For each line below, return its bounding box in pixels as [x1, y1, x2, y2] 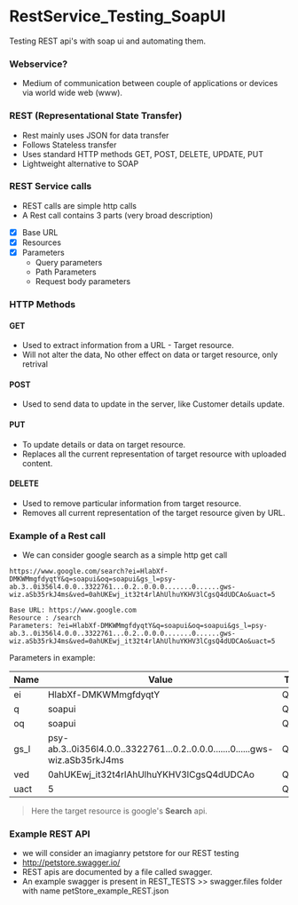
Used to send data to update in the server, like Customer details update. [21, 399, 286, 409]
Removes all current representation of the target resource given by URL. [21, 507, 286, 518]
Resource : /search [9, 614, 82, 623]
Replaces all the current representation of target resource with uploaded [21, 449, 286, 459]
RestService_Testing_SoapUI [9, 6, 226, 27]
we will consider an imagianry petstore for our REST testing [21, 848, 239, 859]
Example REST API [9, 828, 90, 840]
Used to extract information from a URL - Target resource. [21, 340, 235, 351]
